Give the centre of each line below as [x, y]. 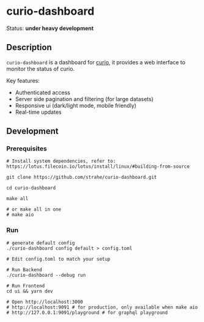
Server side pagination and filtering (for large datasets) [84, 99]
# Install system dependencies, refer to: [61, 161]
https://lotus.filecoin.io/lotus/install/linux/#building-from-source [98, 167]
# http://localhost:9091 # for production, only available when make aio [102, 307]
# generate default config [41, 243]
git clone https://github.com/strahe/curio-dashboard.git [82, 178]
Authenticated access [42, 92]
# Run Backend [24, 270]
